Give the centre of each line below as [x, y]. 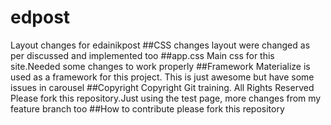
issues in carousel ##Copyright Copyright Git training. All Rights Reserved [162, 87]
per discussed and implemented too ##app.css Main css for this [142, 55]
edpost [40, 17]
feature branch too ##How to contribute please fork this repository [147, 108]
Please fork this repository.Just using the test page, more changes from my [166, 98]
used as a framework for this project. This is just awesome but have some [162, 77]
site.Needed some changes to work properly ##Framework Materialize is [160, 66]
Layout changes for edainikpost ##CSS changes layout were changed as [160, 45]
